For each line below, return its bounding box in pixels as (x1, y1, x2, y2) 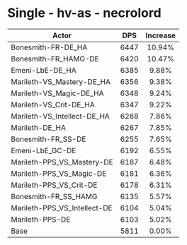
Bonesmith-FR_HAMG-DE (11, 54, 99, 64)
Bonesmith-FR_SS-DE (11, 134, 86, 144)
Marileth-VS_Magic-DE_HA (11, 88, 104, 98)
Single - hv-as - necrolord (7, 5, 161, 21)
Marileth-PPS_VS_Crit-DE (11, 180, 98, 190)
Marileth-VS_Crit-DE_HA (11, 100, 96, 109)
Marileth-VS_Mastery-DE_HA (11, 76, 111, 86)
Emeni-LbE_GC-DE (11, 145, 76, 155)
